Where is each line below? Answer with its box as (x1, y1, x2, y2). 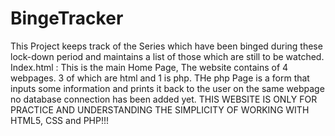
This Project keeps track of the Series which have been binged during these (10, 40, 323, 52)
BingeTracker (10, 7, 124, 30)
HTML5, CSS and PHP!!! (10, 114, 110, 126)
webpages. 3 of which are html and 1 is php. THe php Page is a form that (10, 72, 310, 84)
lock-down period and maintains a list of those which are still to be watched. (10, 50, 325, 62)
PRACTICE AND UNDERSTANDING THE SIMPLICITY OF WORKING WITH (10, 103, 310, 116)
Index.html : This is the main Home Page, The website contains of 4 (10, 61, 289, 73)
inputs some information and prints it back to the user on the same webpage (10, 82, 325, 94)
